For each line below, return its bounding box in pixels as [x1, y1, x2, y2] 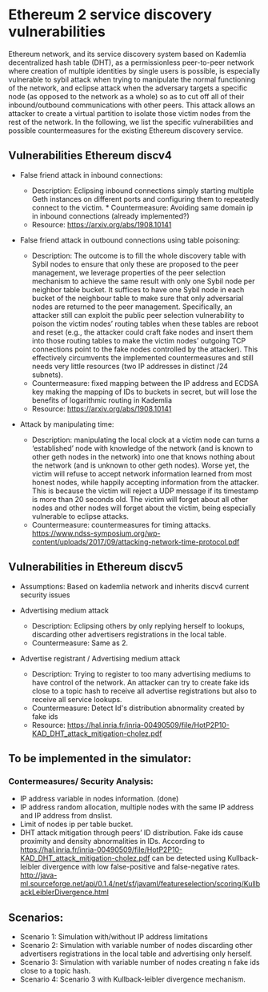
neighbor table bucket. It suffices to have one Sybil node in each [31, 284, 245, 294]
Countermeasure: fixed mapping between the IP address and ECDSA [31, 378, 258, 388]
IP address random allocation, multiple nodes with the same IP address [19, 802, 254, 812]
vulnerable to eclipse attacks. [31, 511, 130, 521]
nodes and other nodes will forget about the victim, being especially [31, 503, 256, 512]
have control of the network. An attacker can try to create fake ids [31, 677, 250, 687]
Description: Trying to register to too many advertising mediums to [31, 669, 251, 678]
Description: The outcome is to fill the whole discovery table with [31, 251, 246, 260]
